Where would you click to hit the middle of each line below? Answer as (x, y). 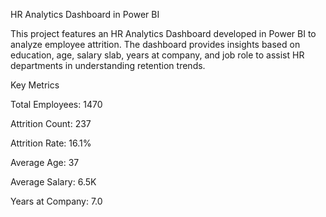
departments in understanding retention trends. (108, 65)
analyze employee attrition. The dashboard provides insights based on (155, 44)
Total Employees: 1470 (56, 104)
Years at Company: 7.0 (56, 201)
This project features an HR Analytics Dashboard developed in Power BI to (163, 33)
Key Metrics (35, 85)
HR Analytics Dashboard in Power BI (85, 14)
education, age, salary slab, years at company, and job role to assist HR (157, 55)
